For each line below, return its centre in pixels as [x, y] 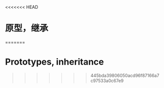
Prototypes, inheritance [55, 62]
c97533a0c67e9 [107, 81]
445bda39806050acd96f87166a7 [125, 75]
